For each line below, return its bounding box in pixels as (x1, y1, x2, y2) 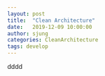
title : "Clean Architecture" (7, 17, 96, 24)
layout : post (7, 10, 45, 18)
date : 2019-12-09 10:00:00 (7, 23, 92, 30)
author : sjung (7, 30, 49, 37)
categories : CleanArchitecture (7, 37, 99, 44)
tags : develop (7, 43, 49, 50)
